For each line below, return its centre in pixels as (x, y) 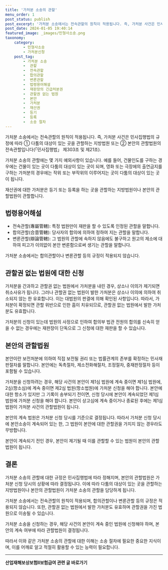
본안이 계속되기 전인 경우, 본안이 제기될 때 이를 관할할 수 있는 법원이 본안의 (78, 441)
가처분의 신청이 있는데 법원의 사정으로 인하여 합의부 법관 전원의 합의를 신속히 (80, 322)
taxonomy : (15, 38)
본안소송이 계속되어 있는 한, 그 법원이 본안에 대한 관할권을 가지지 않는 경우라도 (86, 424)
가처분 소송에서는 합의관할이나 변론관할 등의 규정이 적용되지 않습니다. (72, 256)
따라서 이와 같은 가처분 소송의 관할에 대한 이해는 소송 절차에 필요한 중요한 (76, 541)
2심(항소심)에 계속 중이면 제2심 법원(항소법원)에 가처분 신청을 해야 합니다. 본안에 (84, 388)
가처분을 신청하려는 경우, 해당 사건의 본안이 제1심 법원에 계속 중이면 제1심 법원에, (83, 382)
